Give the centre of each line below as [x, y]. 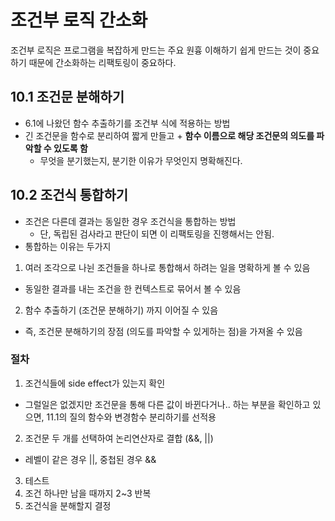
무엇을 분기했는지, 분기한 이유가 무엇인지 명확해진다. [141, 160]
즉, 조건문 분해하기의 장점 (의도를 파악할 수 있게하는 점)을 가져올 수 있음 [163, 331]
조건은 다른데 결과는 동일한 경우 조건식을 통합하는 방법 [130, 221]
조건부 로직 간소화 [79, 20]
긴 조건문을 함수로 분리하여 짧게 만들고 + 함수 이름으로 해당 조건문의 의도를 [169, 135]
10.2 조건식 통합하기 [69, 195]
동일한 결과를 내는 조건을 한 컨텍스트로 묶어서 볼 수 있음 [133, 288]
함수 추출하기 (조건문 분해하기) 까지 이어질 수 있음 [121, 310]
